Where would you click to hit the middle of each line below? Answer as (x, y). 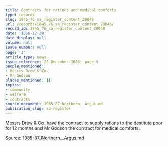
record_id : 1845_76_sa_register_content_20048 (55, 29)
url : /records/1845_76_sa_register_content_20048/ (60, 24)
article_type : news (26, 57)
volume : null (19, 43)
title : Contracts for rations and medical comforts (61, 10)
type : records (20, 15)
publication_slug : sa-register (38, 109)
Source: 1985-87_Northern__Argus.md (45, 138)
